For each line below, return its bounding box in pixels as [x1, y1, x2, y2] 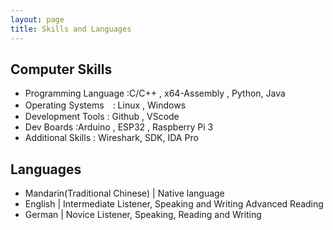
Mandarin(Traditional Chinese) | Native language [24, 187, 225, 200]
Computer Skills [10, 61, 113, 78]
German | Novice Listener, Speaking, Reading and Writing [24, 209, 262, 221]
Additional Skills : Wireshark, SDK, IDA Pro [24, 132, 199, 144]
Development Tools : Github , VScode [24, 111, 180, 123]
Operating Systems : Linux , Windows [24, 99, 187, 111]
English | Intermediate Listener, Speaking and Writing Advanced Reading [24, 198, 324, 210]
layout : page [10, 14, 65, 25]
